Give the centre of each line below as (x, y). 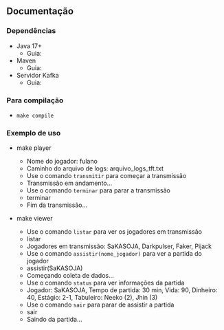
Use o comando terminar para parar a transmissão (99, 190)
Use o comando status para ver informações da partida (105, 283)
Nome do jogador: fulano (62, 162)
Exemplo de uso (34, 133)
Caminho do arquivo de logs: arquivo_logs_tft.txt (95, 168)
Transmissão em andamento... (69, 183)
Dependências (31, 31)
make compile (35, 115)
